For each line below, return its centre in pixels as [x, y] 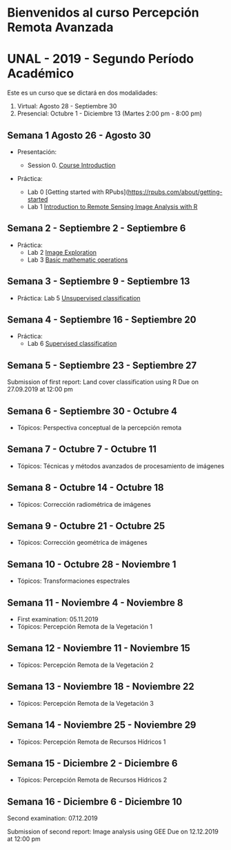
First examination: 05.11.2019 [58, 619]
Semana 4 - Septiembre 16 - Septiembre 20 [102, 319]
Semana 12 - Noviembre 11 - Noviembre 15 [99, 648]
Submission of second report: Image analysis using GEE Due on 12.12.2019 [113, 832]
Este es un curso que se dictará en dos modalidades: [82, 93]
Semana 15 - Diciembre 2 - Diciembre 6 [92, 763]
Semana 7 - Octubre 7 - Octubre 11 [82, 449]
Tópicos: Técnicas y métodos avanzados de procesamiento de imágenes [121, 466]
